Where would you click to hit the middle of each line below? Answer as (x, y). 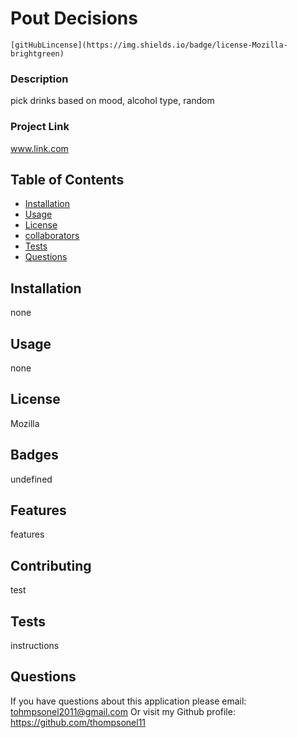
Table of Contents (67, 179)
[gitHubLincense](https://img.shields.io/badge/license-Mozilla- (149, 45)
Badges (34, 455)
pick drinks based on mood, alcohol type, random (112, 101)
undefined (31, 479)
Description (39, 79)
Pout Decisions (74, 18)
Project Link (40, 127)
